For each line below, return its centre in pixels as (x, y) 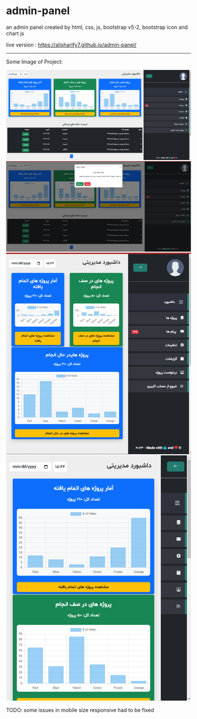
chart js (15, 33)
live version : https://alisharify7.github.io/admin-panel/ (71, 45)
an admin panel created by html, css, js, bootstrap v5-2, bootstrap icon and (97, 27)
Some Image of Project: (35, 61)
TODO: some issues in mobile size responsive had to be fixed (80, 710)
